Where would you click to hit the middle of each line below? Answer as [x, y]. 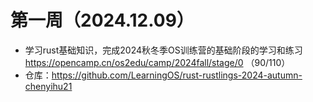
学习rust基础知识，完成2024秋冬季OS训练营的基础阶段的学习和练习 [163, 50]
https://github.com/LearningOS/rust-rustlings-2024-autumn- [177, 75]
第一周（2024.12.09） [102, 20]
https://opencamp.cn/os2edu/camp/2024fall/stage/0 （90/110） [157, 62]
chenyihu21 [48, 86]
